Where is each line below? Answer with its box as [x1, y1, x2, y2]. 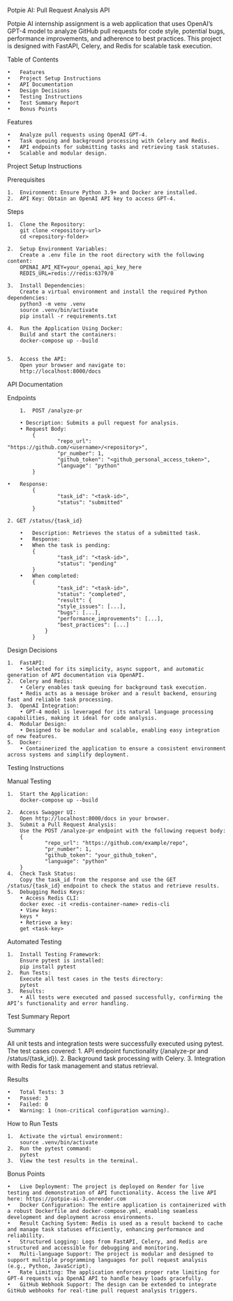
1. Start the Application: [7, 790, 89, 797]
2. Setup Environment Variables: [7, 246, 108, 253]
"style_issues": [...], [57, 603, 127, 610]
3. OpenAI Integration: [7, 702, 80, 709]
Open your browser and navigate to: [20, 362, 127, 369]
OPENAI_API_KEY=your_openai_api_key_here [20, 264, 142, 271]
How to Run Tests [7, 1119, 58, 1128]
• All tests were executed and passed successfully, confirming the [20, 994, 223, 1001]
